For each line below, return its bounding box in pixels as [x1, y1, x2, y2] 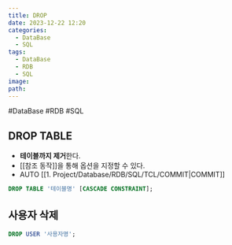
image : [8, 77, 30, 85]
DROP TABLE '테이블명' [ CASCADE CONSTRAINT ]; [8, 185, 153, 193]
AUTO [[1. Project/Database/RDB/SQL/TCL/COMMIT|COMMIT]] [19, 170, 226, 180]
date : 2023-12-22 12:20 [8, 19, 87, 27]
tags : [8, 48, 26, 56]
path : [8, 84, 26, 93]
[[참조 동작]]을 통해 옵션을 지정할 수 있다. [19, 161, 145, 170]
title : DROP [8, 11, 47, 20]
